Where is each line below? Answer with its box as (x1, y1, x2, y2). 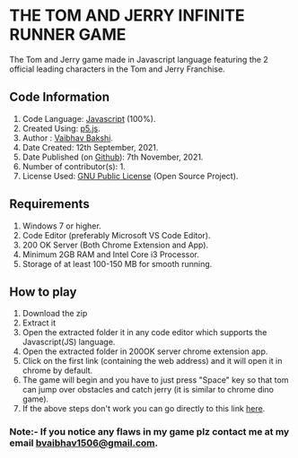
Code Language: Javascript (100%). (22, 113, 156, 124)
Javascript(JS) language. (22, 337, 116, 348)
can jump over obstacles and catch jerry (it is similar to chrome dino (22, 385, 275, 395)
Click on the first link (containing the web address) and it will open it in (22, 356, 283, 367)
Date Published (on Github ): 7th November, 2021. (22, 151, 204, 162)
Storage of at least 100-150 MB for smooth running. (22, 258, 213, 269)
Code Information (9, 90, 110, 105)
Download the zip (22, 308, 88, 319)
